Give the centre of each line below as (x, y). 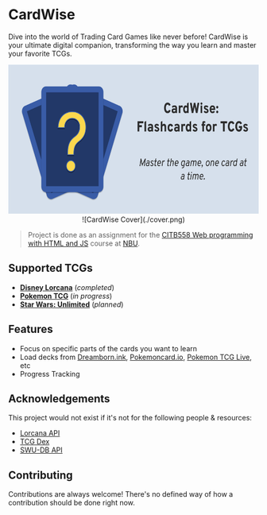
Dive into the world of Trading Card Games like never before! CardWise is (128, 37)
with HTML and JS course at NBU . (84, 243)
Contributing (41, 475)
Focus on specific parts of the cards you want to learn (108, 348)
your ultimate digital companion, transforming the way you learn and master (132, 45)
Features (31, 329)
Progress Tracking (50, 374)
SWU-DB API (41, 450)
